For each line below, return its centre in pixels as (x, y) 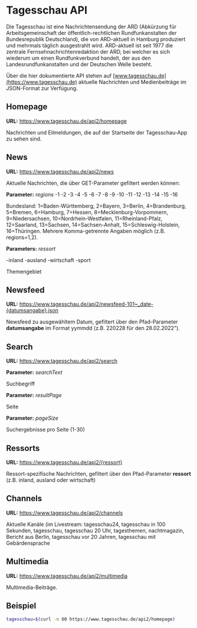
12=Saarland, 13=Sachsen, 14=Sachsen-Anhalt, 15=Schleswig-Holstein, (93, 224)
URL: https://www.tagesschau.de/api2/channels (65, 513)
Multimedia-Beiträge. (32, 587)
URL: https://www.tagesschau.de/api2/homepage (66, 121)
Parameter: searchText (35, 372)
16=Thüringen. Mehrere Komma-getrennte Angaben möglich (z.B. (86, 231)
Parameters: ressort (31, 248)
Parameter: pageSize (32, 418)
